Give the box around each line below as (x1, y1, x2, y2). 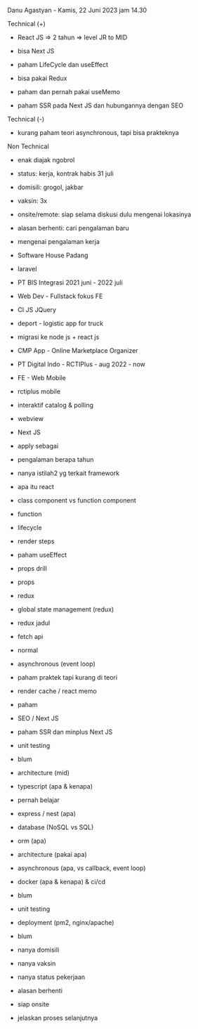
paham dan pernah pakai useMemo (17, 88, 121, 96)
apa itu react (17, 483, 55, 491)
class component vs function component (17, 496, 137, 505)
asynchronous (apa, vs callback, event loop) (17, 864, 146, 872)
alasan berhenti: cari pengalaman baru (17, 224, 130, 232)
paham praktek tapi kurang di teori (17, 673, 118, 681)
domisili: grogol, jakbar (17, 183, 84, 191)
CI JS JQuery (17, 306, 57, 313)
